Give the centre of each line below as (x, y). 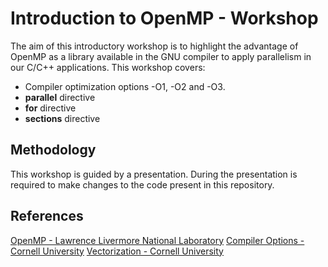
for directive (50, 108)
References (47, 216)
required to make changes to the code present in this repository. (142, 184)
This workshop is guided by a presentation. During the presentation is (154, 174)
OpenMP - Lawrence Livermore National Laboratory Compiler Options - (157, 240)
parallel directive (60, 97)
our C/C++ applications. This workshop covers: (108, 67)
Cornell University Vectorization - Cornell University (117, 251)
